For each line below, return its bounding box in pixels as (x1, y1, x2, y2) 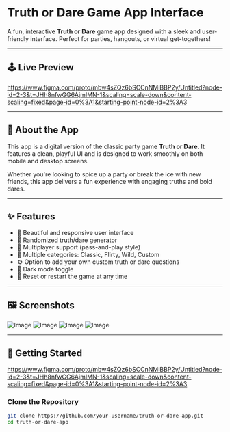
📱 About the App (7, 124, 79, 136)
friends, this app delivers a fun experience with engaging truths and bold (7, 177, 212, 185)
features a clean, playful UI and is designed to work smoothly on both (7, 149, 203, 158)
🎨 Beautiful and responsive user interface (16, 229, 135, 237)
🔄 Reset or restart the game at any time (16, 272, 128, 281)
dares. (7, 185, 25, 193)
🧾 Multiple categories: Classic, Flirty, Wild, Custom (16, 251, 159, 259)
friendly (7, 34, 29, 42)
